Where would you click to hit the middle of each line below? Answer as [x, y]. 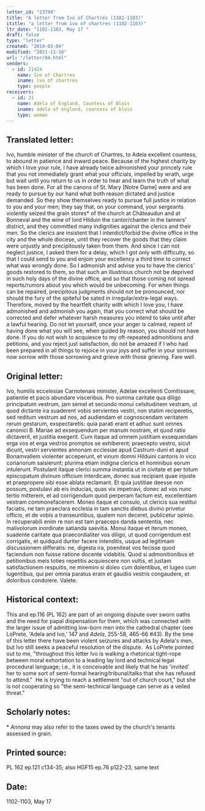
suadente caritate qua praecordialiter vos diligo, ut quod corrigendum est [99, 535]
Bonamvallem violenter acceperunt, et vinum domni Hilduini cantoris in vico [101, 456]
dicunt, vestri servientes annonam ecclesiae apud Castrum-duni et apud [97, 450]
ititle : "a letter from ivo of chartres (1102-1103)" [76, 23]
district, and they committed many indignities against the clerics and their [99, 226]
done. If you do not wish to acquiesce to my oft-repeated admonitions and [100, 337]
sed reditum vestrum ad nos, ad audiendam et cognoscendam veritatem [97, 417]
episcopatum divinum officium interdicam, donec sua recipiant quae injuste [101, 476]
